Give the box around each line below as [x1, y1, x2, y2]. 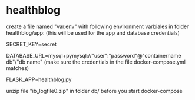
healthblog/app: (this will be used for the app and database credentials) [6, 29, 180, 36]
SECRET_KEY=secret [6, 41, 57, 48]
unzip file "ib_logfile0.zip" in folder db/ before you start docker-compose [6, 87, 183, 94]
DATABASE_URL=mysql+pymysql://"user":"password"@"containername [6, 52, 181, 59]
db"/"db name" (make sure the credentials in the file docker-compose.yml [6, 58, 186, 65]
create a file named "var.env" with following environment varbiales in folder [6, 23, 189, 30]
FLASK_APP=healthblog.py [6, 76, 72, 83]
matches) [6, 64, 29, 71]
